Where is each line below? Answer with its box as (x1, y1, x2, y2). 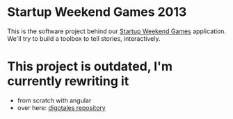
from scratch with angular (17, 96, 92, 104)
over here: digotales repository (17, 103, 106, 111)
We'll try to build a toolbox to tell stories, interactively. (7, 34, 161, 42)
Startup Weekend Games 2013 (7, 4, 187, 20)
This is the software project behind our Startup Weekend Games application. (7, 27, 227, 35)
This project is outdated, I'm (7, 59, 172, 75)
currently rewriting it (7, 73, 129, 89)
